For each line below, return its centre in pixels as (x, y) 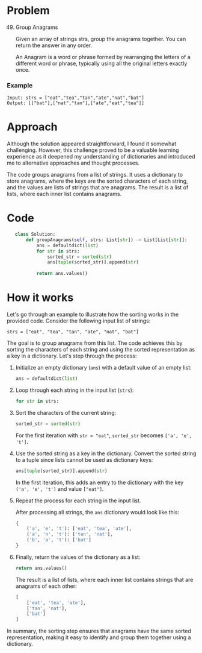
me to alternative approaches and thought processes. (73, 163)
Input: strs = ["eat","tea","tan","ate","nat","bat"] (76, 98)
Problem (28, 11)
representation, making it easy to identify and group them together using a (99, 637)
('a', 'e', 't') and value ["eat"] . (60, 488)
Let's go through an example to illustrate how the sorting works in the (93, 315)
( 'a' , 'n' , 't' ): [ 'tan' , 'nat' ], (70, 534)
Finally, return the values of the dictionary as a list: (78, 557)
